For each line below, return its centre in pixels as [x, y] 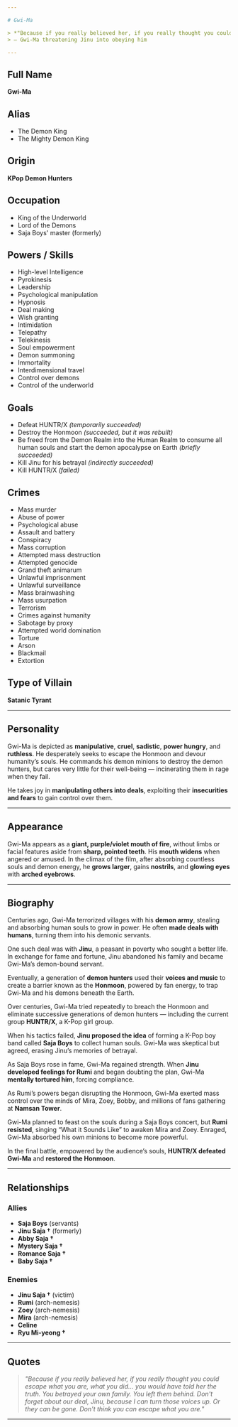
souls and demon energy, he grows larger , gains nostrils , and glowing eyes [119, 866]
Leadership [34, 287]
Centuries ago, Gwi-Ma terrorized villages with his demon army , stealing [114, 920]
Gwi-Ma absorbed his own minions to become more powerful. [98, 1137]
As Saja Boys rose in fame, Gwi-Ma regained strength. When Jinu [103, 1065]
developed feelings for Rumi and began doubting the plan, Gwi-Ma [106, 1072]
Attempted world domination [59, 630]
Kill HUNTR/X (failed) [49, 470]
